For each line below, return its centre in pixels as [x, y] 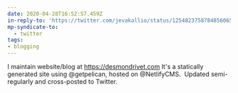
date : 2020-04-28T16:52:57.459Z [55, 14]
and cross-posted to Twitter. [76, 81]
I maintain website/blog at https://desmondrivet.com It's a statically [106, 67]
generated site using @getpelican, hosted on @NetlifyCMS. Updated [108, 74]
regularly [21, 81]
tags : [15, 40]
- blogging [23, 46]
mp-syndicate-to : [33, 27]
